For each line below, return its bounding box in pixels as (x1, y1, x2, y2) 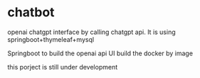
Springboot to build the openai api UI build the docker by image (7, 49, 194, 57)
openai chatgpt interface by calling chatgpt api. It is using (7, 28, 176, 36)
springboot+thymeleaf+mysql (7, 35, 95, 43)
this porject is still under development (7, 62, 118, 71)
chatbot (7, 4, 55, 21)
